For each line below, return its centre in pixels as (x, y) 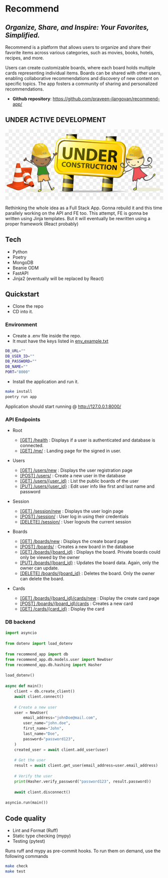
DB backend (20, 622)
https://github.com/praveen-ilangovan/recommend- (106, 99)
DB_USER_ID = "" (20, 356)
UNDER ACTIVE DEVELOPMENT (56, 120)
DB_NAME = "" (17, 367)
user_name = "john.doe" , (47, 723)
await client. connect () (39, 696)
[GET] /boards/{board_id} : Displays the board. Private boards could (90, 552)
